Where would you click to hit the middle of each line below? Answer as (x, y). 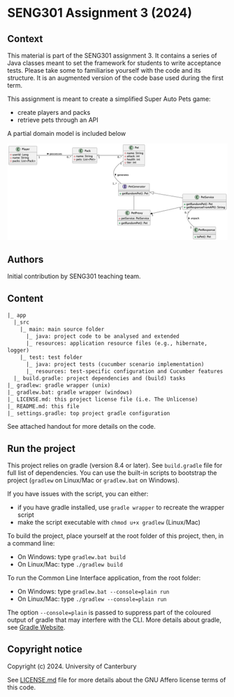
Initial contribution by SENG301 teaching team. (74, 276)
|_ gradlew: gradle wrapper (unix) (59, 386)
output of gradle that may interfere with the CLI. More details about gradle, (115, 620)
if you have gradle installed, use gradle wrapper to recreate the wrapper (121, 507)
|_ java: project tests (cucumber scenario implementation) (115, 365)
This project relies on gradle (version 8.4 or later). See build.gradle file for (115, 465)
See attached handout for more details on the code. (81, 427)
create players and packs (54, 112)
